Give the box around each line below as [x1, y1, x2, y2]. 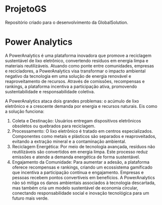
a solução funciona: [5, 108, 44, 114]
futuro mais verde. [12, 195, 49, 201]
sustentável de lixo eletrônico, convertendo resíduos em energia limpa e [5, 57, 148, 64]
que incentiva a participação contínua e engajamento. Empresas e [12, 169, 144, 175]
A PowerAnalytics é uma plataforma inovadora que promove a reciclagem [5, 52, 151, 58]
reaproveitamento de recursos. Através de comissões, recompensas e [5, 78, 145, 84]
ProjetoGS [5, 3, 47, 15]
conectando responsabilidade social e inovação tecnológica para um [12, 190, 149, 196]
